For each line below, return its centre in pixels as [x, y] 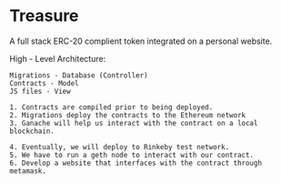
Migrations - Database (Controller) [79, 75]
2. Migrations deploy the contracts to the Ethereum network [128, 115]
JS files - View [40, 91]
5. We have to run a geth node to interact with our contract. [132, 155]
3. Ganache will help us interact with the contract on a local [134, 123]
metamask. [28, 171]
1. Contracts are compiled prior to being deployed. [111, 107]
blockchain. [32, 131]
